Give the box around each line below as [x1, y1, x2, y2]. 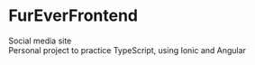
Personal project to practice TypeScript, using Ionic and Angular [8, 44, 247, 55]
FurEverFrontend [8, 5, 139, 26]
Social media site [8, 35, 72, 46]
